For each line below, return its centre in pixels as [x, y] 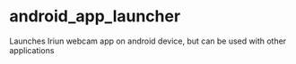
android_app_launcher [95, 16]
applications [32, 50]
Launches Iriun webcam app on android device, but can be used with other [148, 41]
